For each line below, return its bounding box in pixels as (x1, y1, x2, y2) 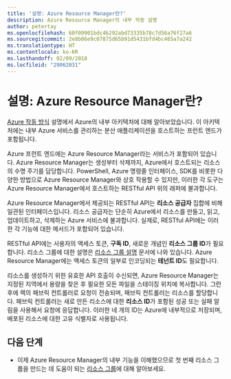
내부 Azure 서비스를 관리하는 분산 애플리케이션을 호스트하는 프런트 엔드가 (25, 126, 222, 135)
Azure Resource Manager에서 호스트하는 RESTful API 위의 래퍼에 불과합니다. (7, 184, 218, 192)
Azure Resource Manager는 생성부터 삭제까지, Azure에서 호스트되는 (16, 158, 203, 166)
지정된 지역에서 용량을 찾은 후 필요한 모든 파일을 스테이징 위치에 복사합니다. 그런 (7, 280, 222, 288)
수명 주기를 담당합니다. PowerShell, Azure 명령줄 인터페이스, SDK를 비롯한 (14, 166, 216, 175)
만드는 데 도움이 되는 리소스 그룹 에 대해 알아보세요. (30, 365, 166, 373)
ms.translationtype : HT (7, 42, 76, 49)
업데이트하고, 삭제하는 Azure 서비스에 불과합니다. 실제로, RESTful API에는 (7, 215, 206, 224)
